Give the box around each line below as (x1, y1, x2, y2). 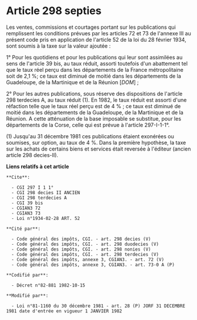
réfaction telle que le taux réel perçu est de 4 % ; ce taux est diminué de (6, 102, 181, 109)
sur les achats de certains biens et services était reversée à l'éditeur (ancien (6, 145, 191, 152)
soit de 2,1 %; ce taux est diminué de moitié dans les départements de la (6, 72, 181, 79)
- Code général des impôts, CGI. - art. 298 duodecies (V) (11, 241, 159, 247)
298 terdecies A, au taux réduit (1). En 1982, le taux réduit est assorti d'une (6, 96, 187, 104)
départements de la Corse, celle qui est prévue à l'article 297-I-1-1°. (6, 121, 170, 128)
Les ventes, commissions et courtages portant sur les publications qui (6, 24, 176, 31)
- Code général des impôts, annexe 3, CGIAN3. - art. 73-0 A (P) (11, 262, 175, 268)
